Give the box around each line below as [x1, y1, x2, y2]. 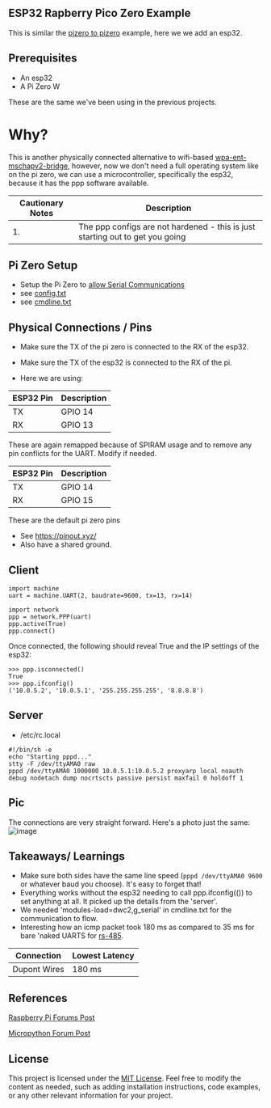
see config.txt [19, 289, 67, 298]
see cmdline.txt [19, 297, 72, 307]
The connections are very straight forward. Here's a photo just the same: [8, 817, 251, 827]
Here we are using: [19, 374, 83, 383]
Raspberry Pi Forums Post [8, 1013, 95, 1022]
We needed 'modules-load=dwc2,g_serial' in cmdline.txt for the [19, 905, 232, 915]
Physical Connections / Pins [8, 320, 152, 334]
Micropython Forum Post [8, 1029, 91, 1038]
